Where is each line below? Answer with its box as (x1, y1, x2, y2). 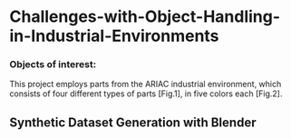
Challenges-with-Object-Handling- (9, 6, 281, 27)
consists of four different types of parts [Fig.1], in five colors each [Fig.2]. (9, 88, 283, 99)
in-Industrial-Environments (9, 25, 219, 46)
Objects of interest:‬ (9, 58, 97, 71)
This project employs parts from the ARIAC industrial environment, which (9, 79, 282, 90)
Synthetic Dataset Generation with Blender (9, 114, 257, 130)
